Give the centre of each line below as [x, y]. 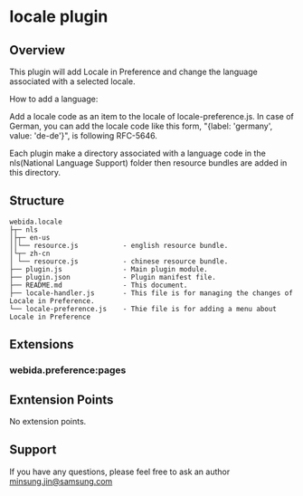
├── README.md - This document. [99, 285]
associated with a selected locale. [72, 81]
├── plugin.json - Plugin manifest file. [113, 277]
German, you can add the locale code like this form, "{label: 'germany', [141, 126]
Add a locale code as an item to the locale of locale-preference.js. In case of [151, 116]
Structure [37, 201]
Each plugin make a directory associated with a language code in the [138, 153]
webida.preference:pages [68, 370]
